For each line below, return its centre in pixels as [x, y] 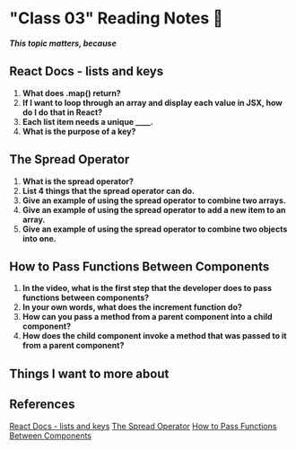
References [42, 405]
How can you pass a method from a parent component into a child [147, 317]
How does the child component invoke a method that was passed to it [154, 336]
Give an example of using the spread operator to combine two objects [155, 229]
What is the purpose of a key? [79, 131]
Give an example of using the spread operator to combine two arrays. [154, 200]
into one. [39, 238]
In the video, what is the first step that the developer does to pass [147, 288]
